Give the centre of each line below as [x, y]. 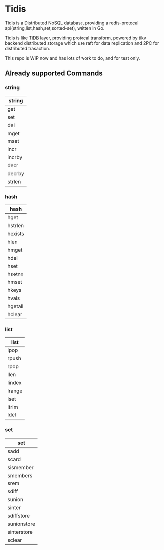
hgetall [16, 306]
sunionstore [22, 524]
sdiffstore [19, 516]
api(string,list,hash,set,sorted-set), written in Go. [55, 28]
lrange [15, 391]
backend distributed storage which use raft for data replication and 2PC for [82, 43]
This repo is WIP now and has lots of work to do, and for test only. [73, 58]
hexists [16, 233]
